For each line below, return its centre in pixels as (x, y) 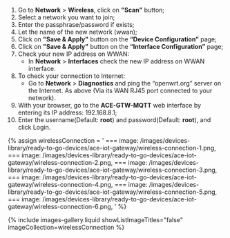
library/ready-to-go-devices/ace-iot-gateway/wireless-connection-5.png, (113, 192)
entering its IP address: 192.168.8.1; (67, 112)
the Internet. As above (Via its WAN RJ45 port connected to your (120, 90)
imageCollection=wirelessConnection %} (66, 227)
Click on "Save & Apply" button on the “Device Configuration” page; (117, 39)
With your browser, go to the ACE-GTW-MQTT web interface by (109, 105)
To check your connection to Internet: (71, 76)
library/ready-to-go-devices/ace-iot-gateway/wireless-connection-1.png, (112, 148)
